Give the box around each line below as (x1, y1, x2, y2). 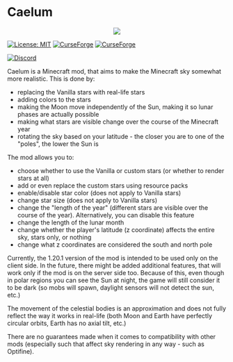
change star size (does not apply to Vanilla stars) (17, 196, 158, 204)
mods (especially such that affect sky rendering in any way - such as (7, 340, 205, 348)
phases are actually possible (17, 110, 99, 118)
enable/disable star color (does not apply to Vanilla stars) (17, 188, 182, 197)
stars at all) (17, 174, 50, 182)
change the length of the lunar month (17, 218, 124, 227)
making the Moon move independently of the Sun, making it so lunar (17, 102, 214, 111)
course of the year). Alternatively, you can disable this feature (17, 211, 195, 219)
